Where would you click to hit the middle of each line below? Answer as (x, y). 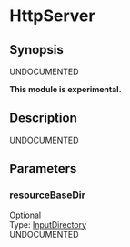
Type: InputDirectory (48, 224)
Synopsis (36, 50)
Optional (25, 215)
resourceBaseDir (48, 195)
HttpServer (52, 16)
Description (43, 118)
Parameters (43, 169)
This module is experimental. (65, 89)
